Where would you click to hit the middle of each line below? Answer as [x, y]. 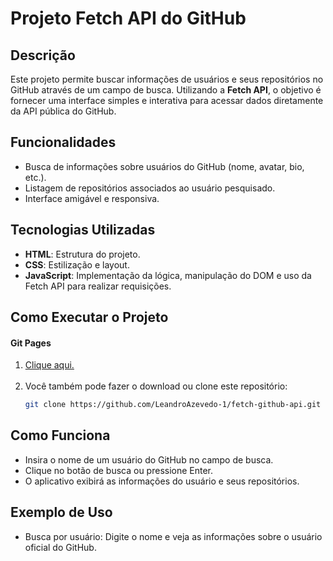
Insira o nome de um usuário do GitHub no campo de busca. [149, 459]
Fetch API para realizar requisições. [98, 286]
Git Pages [31, 343]
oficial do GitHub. [60, 547]
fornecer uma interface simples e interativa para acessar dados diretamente [167, 100]
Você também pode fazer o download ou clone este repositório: [156, 386]
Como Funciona [60, 435]
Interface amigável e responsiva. [92, 198]
